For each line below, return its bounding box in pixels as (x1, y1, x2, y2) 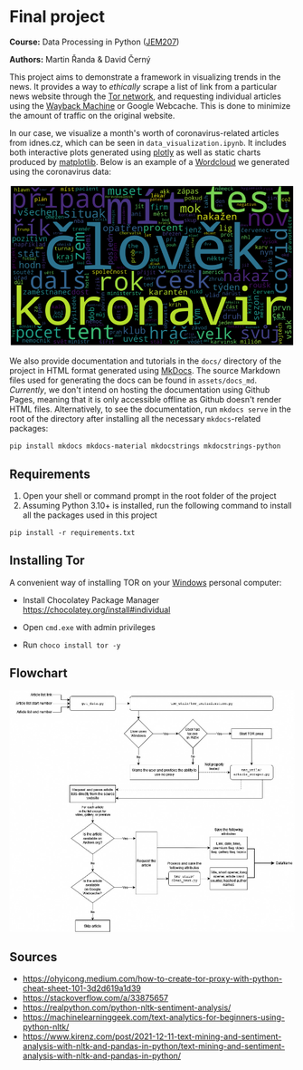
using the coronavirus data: (9, 166, 111, 177)
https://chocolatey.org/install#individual (22, 604, 171, 615)
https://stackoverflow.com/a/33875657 (22, 993, 169, 1004)
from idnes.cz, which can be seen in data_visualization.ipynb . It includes (9, 137, 287, 148)
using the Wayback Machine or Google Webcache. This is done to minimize (9, 100, 291, 111)
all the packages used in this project (22, 510, 158, 520)
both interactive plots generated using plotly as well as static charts (9, 147, 261, 158)
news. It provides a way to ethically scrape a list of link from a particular (9, 81, 278, 92)
